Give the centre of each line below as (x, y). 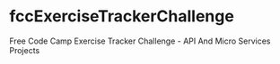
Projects (25, 50)
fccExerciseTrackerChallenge (122, 16)
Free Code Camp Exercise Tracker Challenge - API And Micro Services (140, 41)
